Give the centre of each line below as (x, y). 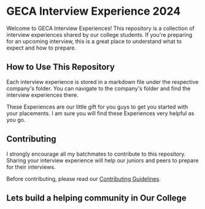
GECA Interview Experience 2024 (94, 11)
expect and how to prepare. (41, 48)
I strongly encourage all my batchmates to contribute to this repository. (96, 154)
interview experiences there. (42, 95)
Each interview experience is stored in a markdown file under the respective (102, 82)
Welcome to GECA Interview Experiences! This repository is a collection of (100, 28)
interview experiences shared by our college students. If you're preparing (99, 34)
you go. (16, 120)
